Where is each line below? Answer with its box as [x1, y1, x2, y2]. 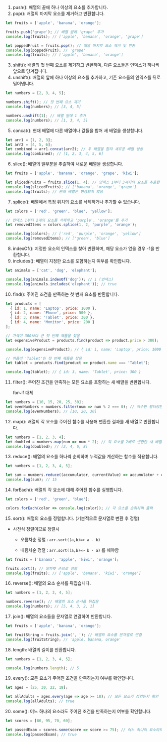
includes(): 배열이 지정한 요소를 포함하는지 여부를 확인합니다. [12, 258, 131, 264]
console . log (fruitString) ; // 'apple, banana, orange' [5, 637, 121, 642]
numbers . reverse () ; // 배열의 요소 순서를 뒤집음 [5, 599, 99, 604]
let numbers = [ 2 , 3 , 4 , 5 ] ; [5, 91, 66, 96]
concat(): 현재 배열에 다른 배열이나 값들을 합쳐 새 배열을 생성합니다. [12, 127, 144, 133]
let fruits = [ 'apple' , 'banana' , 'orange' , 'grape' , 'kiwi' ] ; [5, 171, 139, 176]
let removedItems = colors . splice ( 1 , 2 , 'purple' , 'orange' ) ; [5, 222, 137, 228]
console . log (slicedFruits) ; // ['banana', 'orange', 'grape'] [5, 184, 137, 189]
